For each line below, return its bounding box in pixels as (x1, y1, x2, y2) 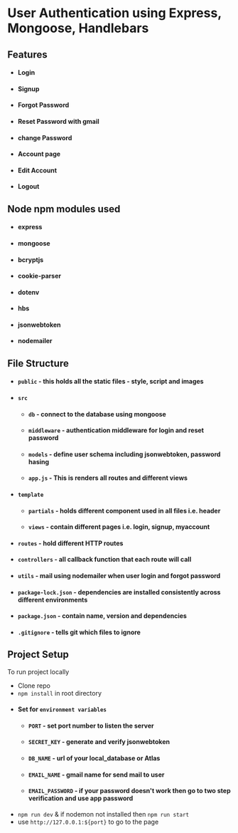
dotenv (17, 288, 40, 296)
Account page (17, 150, 61, 158)
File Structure (7, 357, 69, 370)
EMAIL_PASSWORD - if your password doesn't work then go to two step (28, 787, 231, 795)
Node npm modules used (7, 203, 121, 215)
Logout (17, 182, 40, 191)
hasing (28, 457, 50, 466)
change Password (17, 133, 72, 142)
